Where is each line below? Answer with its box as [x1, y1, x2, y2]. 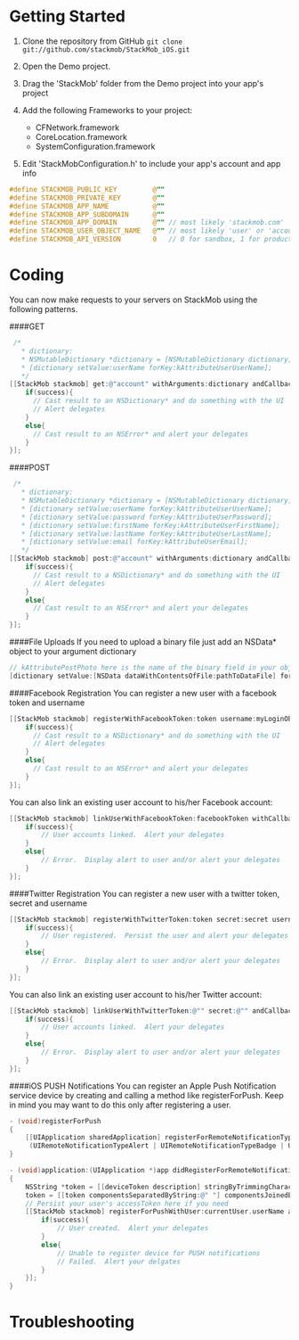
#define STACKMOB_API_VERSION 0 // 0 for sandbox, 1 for [9, 234, 261, 244]
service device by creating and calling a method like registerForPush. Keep [9, 1089, 284, 1100]
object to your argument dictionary [9, 646, 137, 656]
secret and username [9, 898, 87, 908]
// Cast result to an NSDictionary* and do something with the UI [32, 397, 285, 406]
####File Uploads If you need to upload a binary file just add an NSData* [9, 637, 278, 647]
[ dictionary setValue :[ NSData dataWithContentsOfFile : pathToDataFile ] [9, 671, 277, 680]
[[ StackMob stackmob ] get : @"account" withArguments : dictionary [9, 380, 249, 389]
